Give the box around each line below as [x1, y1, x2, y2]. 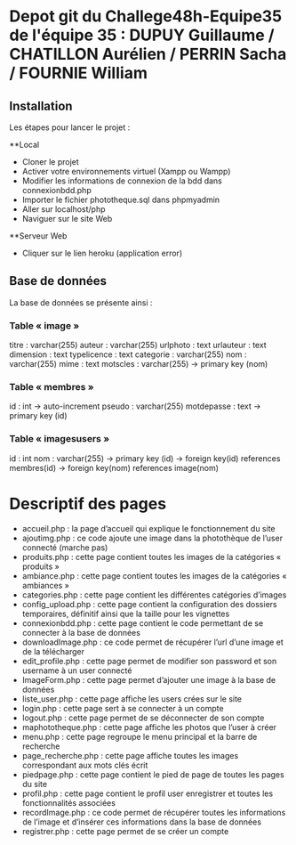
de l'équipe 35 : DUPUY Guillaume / [9, 25, 275, 45]
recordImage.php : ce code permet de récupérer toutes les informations [21, 807, 286, 817]
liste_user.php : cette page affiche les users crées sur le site [21, 693, 243, 704]
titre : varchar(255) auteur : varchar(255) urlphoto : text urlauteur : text [9, 340, 267, 351]
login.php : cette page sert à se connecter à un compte [21, 703, 224, 713]
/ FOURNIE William [9, 63, 148, 84]
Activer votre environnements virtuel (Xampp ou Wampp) [21, 167, 231, 176]
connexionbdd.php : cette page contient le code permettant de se [21, 617, 264, 629]
